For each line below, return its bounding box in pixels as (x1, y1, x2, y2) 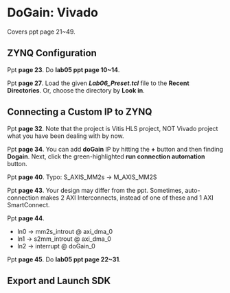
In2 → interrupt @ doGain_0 (16, 242, 95, 250)
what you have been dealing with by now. (7, 132, 124, 140)
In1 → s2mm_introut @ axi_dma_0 (16, 235, 111, 243)
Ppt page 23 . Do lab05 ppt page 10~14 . (7, 65, 120, 73)
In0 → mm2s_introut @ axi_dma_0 (16, 227, 113, 235)
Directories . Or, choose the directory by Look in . (7, 86, 146, 94)
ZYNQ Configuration (7, 47, 97, 59)
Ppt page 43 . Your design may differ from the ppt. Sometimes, (7, 186, 184, 194)
